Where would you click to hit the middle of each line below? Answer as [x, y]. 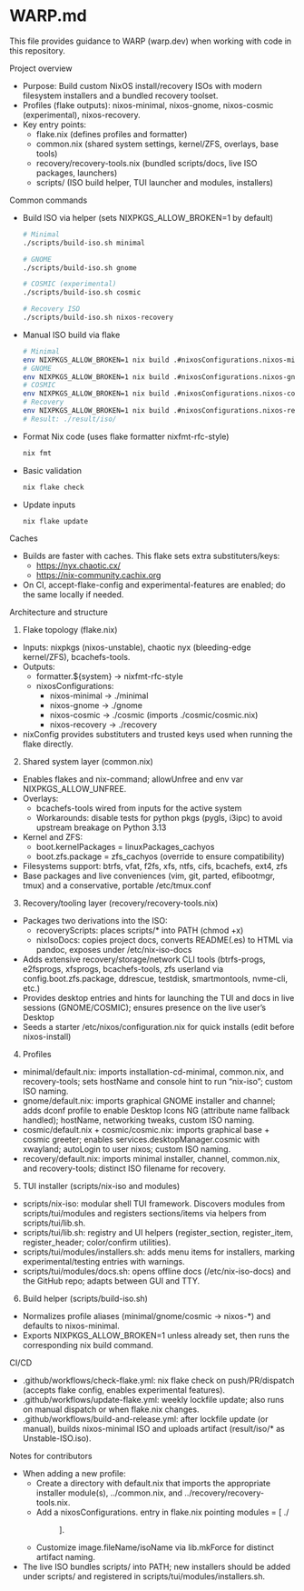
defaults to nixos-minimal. [71, 1326]
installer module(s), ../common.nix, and [109, 1493]
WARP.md [49, 16]
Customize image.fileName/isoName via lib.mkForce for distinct [155, 1547]
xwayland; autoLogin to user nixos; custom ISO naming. [127, 1149]
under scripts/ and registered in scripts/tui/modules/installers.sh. [144, 1576]
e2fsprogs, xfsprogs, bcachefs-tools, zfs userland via [123, 969]
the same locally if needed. [73, 595]
